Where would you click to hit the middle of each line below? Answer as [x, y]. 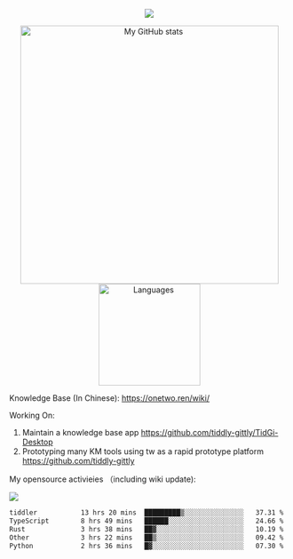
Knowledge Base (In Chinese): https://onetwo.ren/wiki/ [110, 398]
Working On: [32, 415]
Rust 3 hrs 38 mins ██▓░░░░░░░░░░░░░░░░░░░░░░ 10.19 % [146, 529]
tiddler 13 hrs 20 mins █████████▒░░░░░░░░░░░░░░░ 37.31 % [146, 513]
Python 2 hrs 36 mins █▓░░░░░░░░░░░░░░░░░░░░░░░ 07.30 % [146, 546]
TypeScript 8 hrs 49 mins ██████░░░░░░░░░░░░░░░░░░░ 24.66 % [146, 521]
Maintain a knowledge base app [80, 432]
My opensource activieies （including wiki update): [103, 479]
